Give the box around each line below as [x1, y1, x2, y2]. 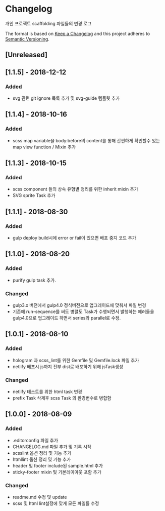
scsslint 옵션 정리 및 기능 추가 [12, 450, 72, 456]
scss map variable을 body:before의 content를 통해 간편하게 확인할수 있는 [12, 137, 160, 143]
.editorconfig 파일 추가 [12, 437, 59, 443]
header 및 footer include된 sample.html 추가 [12, 462, 103, 468]
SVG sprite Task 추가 [12, 192, 56, 199]
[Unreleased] [5, 51, 48, 59]
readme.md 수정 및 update [12, 494, 67, 500]
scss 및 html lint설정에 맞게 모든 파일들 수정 [12, 500, 99, 506]
